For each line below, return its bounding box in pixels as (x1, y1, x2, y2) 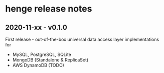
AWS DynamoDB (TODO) (12, 62, 64, 68)
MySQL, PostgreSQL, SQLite (12, 51, 72, 57)
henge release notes (5, 3, 92, 15)
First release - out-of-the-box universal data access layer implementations (5, 36, 159, 42)
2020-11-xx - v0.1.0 (5, 23, 68, 32)
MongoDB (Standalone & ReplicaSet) (12, 57, 89, 63)
